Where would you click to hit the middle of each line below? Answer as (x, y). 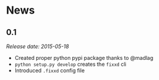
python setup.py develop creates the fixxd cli (70, 64)
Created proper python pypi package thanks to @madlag (84, 58)
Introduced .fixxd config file (50, 71)
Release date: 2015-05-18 (38, 46)
